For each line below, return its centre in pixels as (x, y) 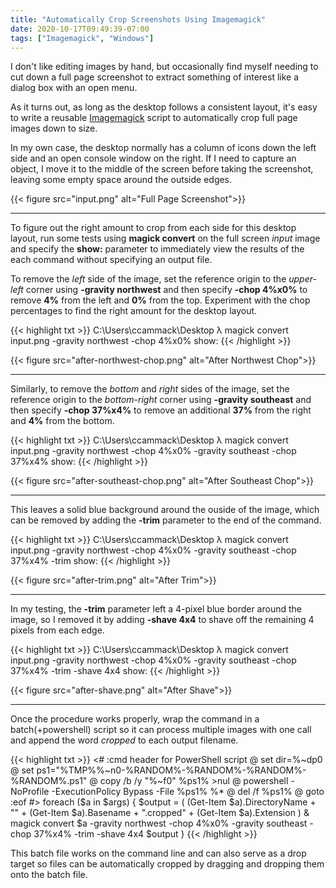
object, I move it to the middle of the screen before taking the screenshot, (162, 169)
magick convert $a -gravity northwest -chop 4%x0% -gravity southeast (159, 823)
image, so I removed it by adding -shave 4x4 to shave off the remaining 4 (162, 620)
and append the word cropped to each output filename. (124, 740)
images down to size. (54, 128)
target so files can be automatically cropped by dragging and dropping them (167, 864)
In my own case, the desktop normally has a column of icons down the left (163, 148)
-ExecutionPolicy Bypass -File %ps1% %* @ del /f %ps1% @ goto (188, 792)
